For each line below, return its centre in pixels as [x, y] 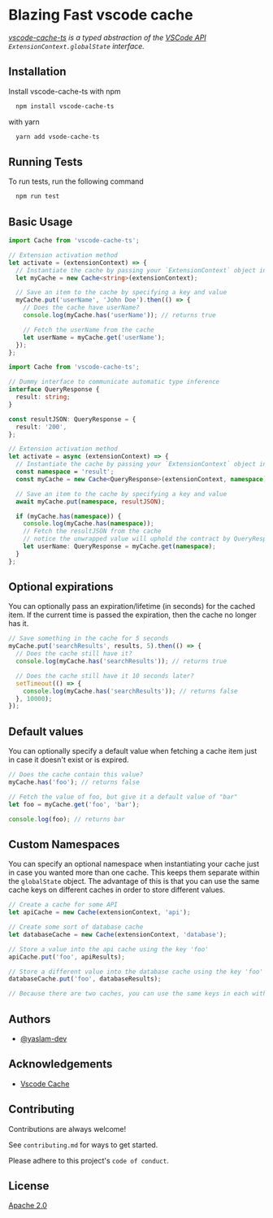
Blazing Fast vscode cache [101, 15]
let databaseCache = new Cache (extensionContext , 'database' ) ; [118, 934]
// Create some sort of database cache [76, 927]
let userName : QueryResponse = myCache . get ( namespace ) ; [120, 546]
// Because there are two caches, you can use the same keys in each [129, 994]
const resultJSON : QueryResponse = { [72, 419]
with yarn [24, 122]
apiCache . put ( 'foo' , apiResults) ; [67, 957]
